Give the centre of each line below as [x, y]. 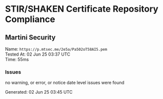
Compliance [30, 19]
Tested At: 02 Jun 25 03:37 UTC [38, 54]
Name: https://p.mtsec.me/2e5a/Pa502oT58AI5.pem [56, 49]
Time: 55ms [17, 59]
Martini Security [30, 37]
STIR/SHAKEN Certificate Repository [82, 9]
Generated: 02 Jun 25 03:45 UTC [39, 92]
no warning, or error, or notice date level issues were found [65, 83]
